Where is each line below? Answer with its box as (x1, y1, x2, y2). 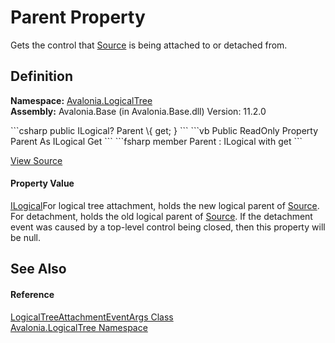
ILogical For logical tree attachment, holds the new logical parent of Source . (10, 199, 320, 211)
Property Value (10, 177, 75, 190)
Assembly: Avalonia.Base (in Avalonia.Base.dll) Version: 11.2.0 (10, 105, 267, 117)
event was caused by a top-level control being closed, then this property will (10, 221, 326, 233)
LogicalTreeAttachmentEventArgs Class (10, 311, 174, 323)
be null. (10, 231, 42, 243)
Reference (10, 288, 55, 300)
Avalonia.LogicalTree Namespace (10, 321, 148, 333)
